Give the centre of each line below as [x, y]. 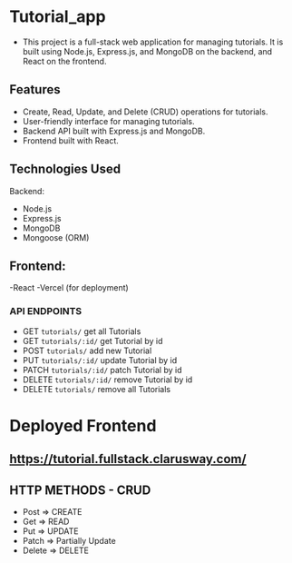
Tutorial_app [58, 17]
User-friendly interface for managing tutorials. [108, 121]
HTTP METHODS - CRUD [80, 490]
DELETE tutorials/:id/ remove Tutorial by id [107, 380]
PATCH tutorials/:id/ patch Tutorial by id [102, 370]
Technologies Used [65, 169]
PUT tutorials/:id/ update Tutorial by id [100, 360]
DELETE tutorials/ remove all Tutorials [96, 389]
